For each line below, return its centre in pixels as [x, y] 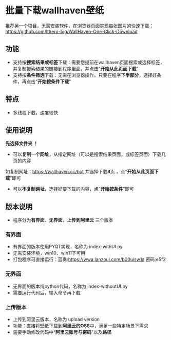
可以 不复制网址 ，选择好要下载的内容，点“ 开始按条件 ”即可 [73, 189]
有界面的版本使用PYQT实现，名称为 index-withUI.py [68, 247]
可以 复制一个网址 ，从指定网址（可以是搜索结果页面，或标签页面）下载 [87, 154]
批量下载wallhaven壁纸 [55, 11]
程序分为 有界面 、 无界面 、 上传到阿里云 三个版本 [63, 220]
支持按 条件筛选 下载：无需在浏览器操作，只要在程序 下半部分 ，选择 [82, 75]
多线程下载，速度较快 [35, 112]
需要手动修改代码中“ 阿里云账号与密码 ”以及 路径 [62, 332]
